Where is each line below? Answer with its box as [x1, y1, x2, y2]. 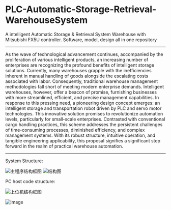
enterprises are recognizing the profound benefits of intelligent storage [5, 62, 154, 68]
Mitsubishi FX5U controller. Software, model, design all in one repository [5, 37, 157, 43]
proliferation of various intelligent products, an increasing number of [5, 56, 149, 63]
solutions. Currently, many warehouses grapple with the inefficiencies [5, 67, 152, 73]
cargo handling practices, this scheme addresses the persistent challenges [5, 121, 163, 128]
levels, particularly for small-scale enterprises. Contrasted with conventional [5, 116, 165, 122]
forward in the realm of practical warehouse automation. [5, 143, 124, 149]
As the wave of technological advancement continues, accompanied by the [5, 51, 163, 57]
